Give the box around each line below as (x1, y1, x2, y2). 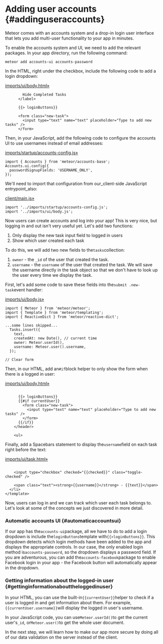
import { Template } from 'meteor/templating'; (5, 310, 104, 315)
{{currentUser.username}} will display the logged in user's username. (5, 605, 143, 611)
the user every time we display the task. (12, 272, 93, 278)
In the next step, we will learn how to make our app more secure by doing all (5, 629, 159, 635)
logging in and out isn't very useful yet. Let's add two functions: (5, 223, 133, 229)
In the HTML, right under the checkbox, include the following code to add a (5, 68, 156, 74)
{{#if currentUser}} (18, 398, 60, 404)
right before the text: (5, 447, 46, 453)
